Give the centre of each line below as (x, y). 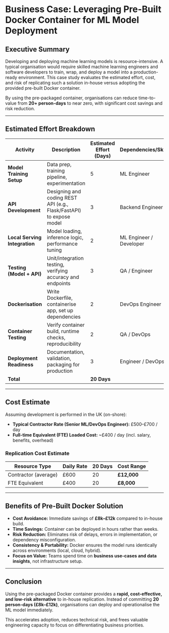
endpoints (59, 283)
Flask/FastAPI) (64, 210)
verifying (57, 270)
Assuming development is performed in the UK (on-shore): (66, 414)
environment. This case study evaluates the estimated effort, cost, (87, 77)
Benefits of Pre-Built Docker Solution (64, 506)
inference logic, (65, 237)
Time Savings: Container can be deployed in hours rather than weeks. (86, 529)
